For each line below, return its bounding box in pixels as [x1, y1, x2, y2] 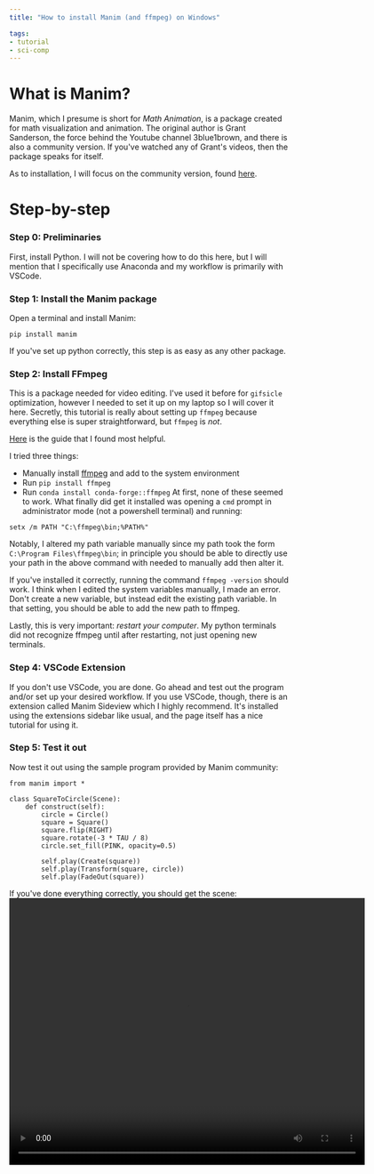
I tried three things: [9, 451, 79, 462]
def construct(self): [25, 802, 105, 811]
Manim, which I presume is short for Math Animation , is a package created [9, 113, 282, 125]
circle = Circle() [41, 810, 109, 819]
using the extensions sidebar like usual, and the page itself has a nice [9, 710, 264, 720]
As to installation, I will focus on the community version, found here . [9, 168, 258, 179]
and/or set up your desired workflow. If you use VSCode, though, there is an [9, 691, 288, 702]
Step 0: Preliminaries [9, 231, 102, 244]
